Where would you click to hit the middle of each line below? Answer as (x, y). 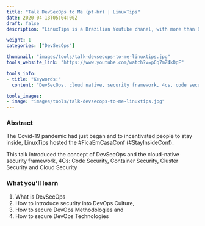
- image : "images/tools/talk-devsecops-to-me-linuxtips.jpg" (86, 101)
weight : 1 (19, 40)
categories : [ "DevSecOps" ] (41, 46)
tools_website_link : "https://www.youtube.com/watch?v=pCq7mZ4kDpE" (95, 62)
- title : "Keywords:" (34, 79)
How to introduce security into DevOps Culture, (75, 203)
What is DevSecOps (40, 197)
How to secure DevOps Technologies (62, 216)
